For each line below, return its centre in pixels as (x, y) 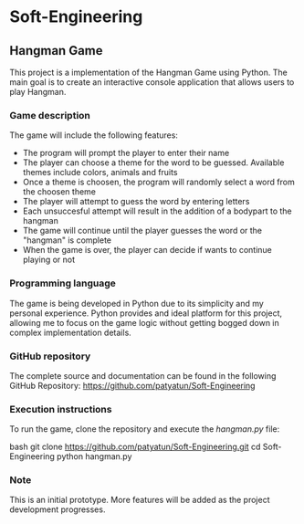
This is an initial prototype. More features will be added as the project (140, 500)
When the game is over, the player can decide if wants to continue (147, 250)
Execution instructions (61, 409)
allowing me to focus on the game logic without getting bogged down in (145, 322)
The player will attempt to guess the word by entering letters (136, 202)
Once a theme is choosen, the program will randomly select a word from (158, 182)
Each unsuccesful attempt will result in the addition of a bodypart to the (157, 211)
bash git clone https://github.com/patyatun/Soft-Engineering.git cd (135, 447)
